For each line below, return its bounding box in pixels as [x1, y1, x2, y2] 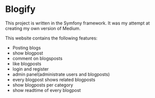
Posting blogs [12, 44, 41, 50]
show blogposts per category [12, 81, 73, 88]
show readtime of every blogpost [12, 87, 81, 93]
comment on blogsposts [12, 55, 62, 61]
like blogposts [12, 60, 41, 66]
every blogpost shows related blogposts [12, 76, 95, 82]
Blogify [5, 3, 36, 15]
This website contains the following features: [5, 35, 97, 41]
